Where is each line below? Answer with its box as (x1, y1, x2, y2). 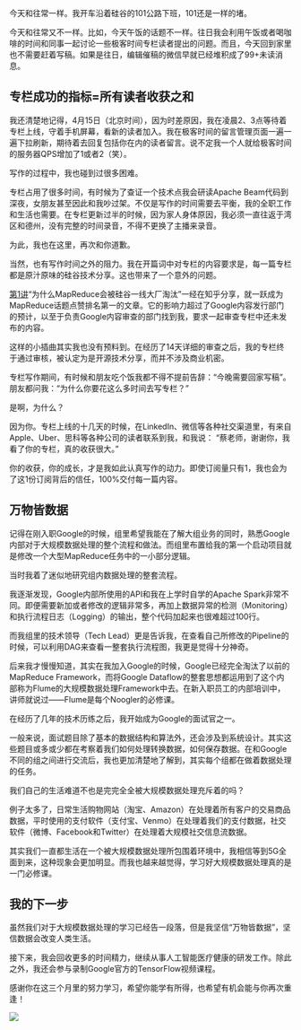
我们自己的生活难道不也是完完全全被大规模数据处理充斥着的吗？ (9, 784, 245, 796)
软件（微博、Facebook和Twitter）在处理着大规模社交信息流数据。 (9, 826, 253, 837)
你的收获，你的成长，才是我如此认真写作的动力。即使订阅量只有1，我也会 (9, 462, 279, 473)
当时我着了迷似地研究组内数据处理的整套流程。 (9, 569, 182, 580)
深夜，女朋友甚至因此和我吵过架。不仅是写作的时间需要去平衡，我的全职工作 (9, 197, 292, 208)
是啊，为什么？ (9, 402, 64, 413)
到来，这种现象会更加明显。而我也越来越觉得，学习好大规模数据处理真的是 (16, 856, 292, 868)
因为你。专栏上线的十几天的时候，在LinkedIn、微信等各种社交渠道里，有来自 (9, 421, 292, 432)
